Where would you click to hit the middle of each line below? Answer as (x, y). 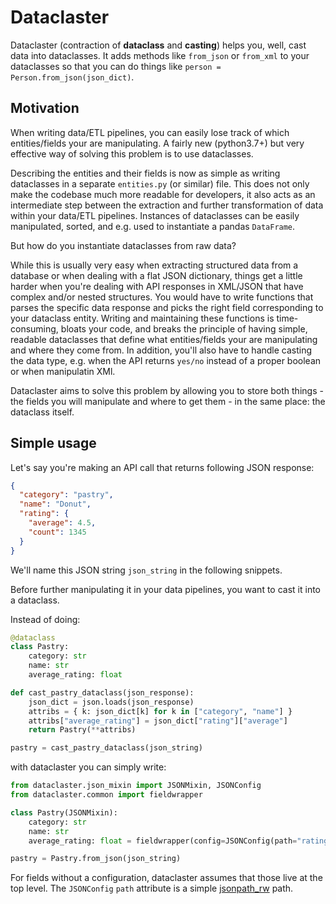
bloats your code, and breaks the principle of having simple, (184, 328)
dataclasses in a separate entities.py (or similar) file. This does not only (160, 183)
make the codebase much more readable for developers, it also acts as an (163, 194)
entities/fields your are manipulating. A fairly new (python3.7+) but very (157, 143)
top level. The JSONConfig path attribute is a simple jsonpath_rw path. (152, 888)
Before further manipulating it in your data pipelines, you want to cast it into (165, 589)
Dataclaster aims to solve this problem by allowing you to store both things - (167, 390)
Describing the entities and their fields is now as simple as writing (145, 173)
